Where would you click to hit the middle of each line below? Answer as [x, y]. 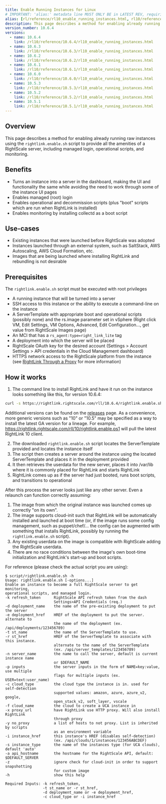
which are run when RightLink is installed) [55, 208]
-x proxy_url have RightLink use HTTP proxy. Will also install [83, 710]
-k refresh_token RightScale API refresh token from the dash [76, 597]
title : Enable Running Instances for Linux [51, 10]
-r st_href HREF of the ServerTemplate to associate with [78, 636]
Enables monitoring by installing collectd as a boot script [70, 213]
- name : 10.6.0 [25, 74]
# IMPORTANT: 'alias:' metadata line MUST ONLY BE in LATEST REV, [75, 14]
